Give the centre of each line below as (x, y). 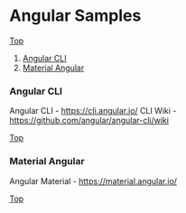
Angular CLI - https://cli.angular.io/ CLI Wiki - (93, 111)
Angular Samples (75, 16)
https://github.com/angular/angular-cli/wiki (89, 120)
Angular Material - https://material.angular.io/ (93, 181)
